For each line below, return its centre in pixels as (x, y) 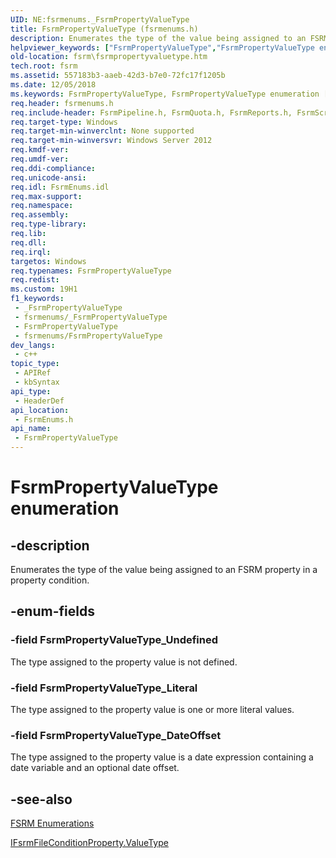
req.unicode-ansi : (48, 177)
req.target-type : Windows (64, 122)
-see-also (41, 799)
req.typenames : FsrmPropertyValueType (91, 271)
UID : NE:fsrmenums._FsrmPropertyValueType (100, 19)
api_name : (31, 429)
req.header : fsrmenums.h (62, 103)
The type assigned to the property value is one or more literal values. (152, 709)
